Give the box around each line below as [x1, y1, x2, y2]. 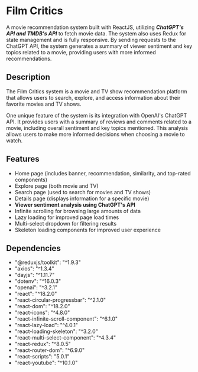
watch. [6, 137, 23, 144]
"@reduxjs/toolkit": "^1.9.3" [14, 259, 82, 266]
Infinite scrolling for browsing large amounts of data [14, 207, 141, 214]
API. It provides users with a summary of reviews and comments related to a [6, 118, 192, 125]
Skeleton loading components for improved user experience [14, 226, 161, 233]
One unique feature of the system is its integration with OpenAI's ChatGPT [6, 112, 187, 119]
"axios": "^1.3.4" [14, 265, 54, 272]
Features [6, 154, 40, 164]
